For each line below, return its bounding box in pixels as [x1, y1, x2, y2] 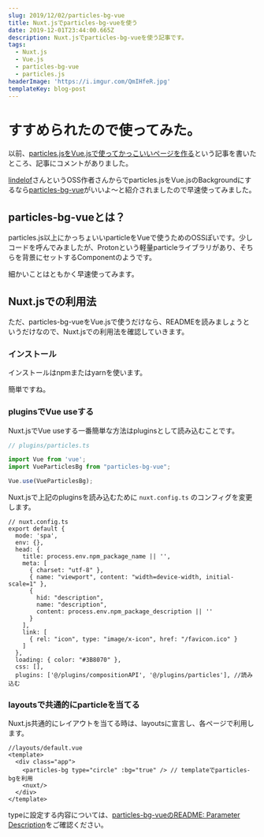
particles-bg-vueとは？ [8, 210, 126, 224]
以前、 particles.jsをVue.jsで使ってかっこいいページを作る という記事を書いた [8, 149, 257, 158]
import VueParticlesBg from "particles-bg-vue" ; [8, 463, 171, 471]
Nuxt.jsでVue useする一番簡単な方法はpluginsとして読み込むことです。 [8, 426, 239, 435]
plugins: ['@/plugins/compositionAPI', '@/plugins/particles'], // [15, 671, 242, 679]
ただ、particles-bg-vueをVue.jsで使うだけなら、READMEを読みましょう [8, 317, 244, 326]
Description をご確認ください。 [8, 820, 108, 830]
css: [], [15, 663, 44, 671]
